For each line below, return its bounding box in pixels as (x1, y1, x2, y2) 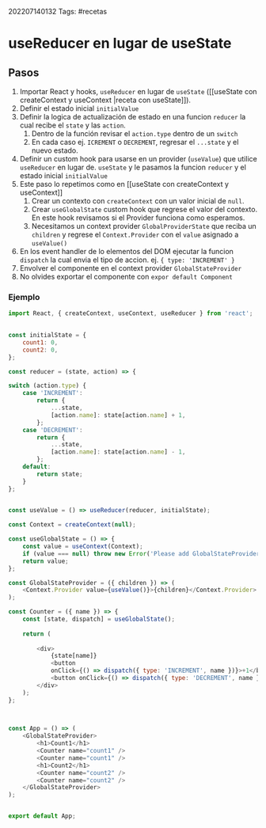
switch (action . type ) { (8, 382, 87, 390)
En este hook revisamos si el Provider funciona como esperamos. (31, 213, 245, 222)
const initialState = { (8, 332, 87, 340)
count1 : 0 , (22, 338, 59, 347)
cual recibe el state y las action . (19, 120, 127, 130)
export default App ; (8, 812, 77, 820)
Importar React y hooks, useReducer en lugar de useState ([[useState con (19, 87, 257, 96)
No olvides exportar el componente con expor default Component (19, 272, 234, 281)
